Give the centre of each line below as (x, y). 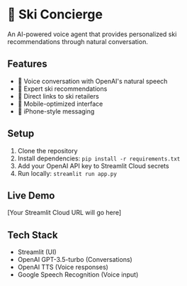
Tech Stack (33, 235)
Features (27, 64)
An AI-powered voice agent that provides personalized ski (92, 34)
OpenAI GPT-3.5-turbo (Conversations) (75, 260)
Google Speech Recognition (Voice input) (78, 275)
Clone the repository (47, 150)
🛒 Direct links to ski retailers (58, 96)
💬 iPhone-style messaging (56, 111)
